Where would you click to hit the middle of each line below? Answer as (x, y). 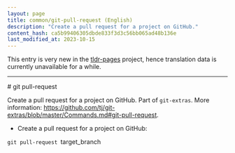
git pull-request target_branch (54, 142)
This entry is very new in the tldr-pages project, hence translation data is (112, 59)
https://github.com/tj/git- (79, 108)
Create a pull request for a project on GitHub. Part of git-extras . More (108, 100)
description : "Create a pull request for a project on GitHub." (103, 26)
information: (25, 108)
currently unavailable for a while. (54, 67)
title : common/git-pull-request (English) (70, 20)
